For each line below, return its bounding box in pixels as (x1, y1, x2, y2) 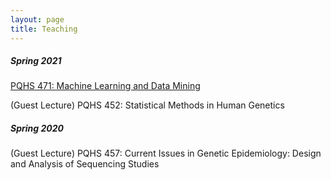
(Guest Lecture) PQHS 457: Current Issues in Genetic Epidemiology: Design (10, 147, 322, 160)
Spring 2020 (10, 122, 64, 135)
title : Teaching (10, 24, 78, 34)
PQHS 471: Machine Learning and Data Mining (10, 80, 201, 92)
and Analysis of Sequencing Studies (10, 158, 160, 170)
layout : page (10, 14, 65, 25)
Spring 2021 (10, 55, 62, 67)
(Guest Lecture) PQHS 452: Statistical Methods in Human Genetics (10, 99, 285, 111)
